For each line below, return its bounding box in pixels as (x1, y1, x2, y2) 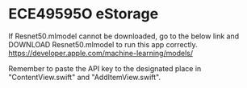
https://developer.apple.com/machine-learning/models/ (8, 48, 194, 58)
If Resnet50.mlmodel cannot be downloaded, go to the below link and (8, 31, 240, 41)
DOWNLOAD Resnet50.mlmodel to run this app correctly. (8, 39, 198, 49)
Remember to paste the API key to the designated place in (8, 63, 202, 73)
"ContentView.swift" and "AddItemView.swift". (8, 72, 161, 82)
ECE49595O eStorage (8, 5, 159, 23)
